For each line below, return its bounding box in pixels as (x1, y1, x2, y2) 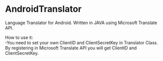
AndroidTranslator (5, 3, 82, 15)
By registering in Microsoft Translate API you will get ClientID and (5, 45, 137, 51)
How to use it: (5, 34, 33, 40)
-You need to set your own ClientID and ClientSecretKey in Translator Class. (5, 39, 158, 45)
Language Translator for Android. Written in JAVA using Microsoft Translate (5, 20, 158, 26)
